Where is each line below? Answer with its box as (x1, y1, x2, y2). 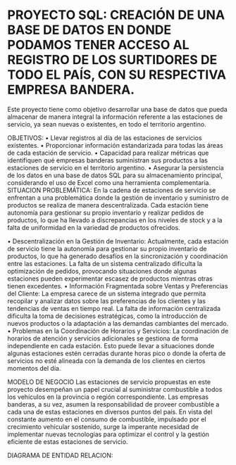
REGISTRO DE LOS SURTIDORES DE (7, 52, 218, 68)
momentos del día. (7, 364, 61, 372)
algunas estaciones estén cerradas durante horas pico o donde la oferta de (7, 349, 226, 357)
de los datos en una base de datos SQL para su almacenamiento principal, (7, 171, 223, 179)
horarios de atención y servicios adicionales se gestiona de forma (7, 334, 199, 343)
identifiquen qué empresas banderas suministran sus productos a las (7, 155, 208, 165)
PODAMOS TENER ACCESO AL (7, 37, 190, 53)
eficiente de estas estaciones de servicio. (7, 437, 128, 446)
